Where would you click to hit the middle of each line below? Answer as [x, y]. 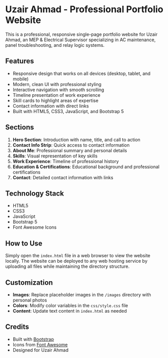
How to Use [24, 243]
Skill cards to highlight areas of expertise [55, 100]
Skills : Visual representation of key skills [55, 156]
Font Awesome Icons [35, 227]
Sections [20, 128]
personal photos [30, 300]
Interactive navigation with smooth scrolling [58, 90]
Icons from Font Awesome [40, 344]
